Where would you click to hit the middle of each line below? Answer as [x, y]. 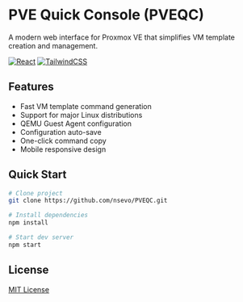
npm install [28, 223]
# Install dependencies [48, 216]
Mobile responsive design [63, 149]
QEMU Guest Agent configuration [75, 124]
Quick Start [38, 175]
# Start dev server [41, 237]
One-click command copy [63, 141]
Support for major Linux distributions [81, 115]
